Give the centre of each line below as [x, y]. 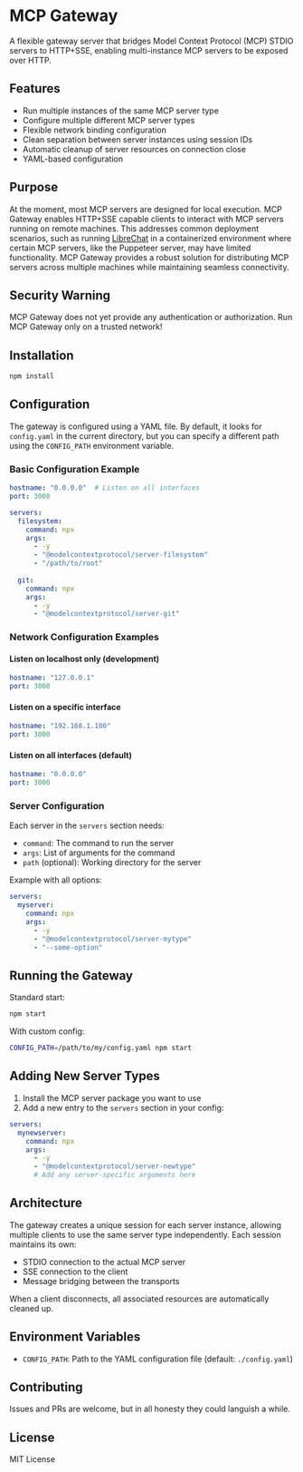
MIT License [33, 1459]
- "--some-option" [68, 947]
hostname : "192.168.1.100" [60, 726]
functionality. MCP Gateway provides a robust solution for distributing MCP [149, 257]
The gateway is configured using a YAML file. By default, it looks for [136, 426]
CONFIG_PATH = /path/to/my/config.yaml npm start [101, 1048]
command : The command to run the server [98, 843]
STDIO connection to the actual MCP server [104, 1262]
